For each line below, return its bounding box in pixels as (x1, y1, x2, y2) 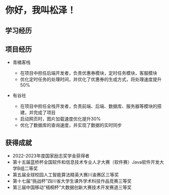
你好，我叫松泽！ (5, 5, 77, 16)
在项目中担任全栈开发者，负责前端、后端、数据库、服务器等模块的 (20, 103, 157, 109)
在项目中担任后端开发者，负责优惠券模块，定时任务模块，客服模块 (20, 70, 157, 76)
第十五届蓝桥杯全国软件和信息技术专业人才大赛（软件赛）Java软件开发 (12, 159, 160, 165)
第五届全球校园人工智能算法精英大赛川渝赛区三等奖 (12, 172, 119, 178)
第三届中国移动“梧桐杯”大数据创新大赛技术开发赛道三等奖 (12, 184, 132, 190)
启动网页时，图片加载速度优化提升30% (20, 116, 101, 122)
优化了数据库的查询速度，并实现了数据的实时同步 (20, 122, 122, 128)
